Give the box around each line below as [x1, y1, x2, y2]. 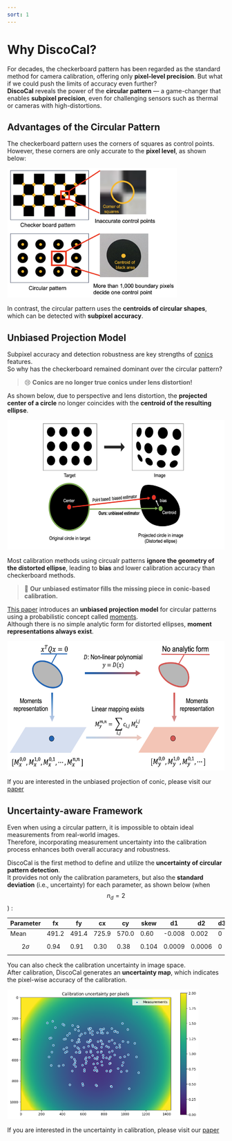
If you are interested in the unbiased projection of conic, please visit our [7, 778, 212, 786]
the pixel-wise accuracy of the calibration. [7, 976, 127, 984]
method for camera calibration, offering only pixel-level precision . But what [7, 72, 223, 80]
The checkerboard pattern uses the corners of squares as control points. [7, 140, 215, 148]
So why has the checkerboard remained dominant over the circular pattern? [7, 365, 223, 373]
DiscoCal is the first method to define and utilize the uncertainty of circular [7, 859, 222, 867]
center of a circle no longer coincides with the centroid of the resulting [7, 399, 212, 407]
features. [7, 358, 33, 366]
